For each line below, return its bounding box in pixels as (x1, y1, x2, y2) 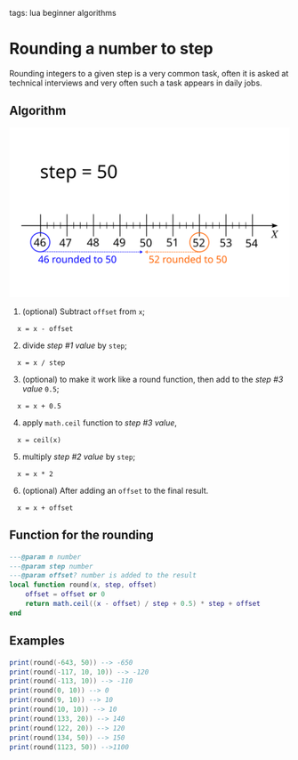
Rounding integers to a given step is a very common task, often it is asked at (9, 68, 289, 78)
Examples (9, 634, 65, 649)
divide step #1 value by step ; (21, 340, 127, 351)
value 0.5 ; (21, 383, 60, 394)
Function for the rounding (9, 528, 154, 543)
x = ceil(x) (17, 435, 62, 444)
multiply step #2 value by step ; (21, 451, 136, 462)
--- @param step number (9, 562, 93, 570)
